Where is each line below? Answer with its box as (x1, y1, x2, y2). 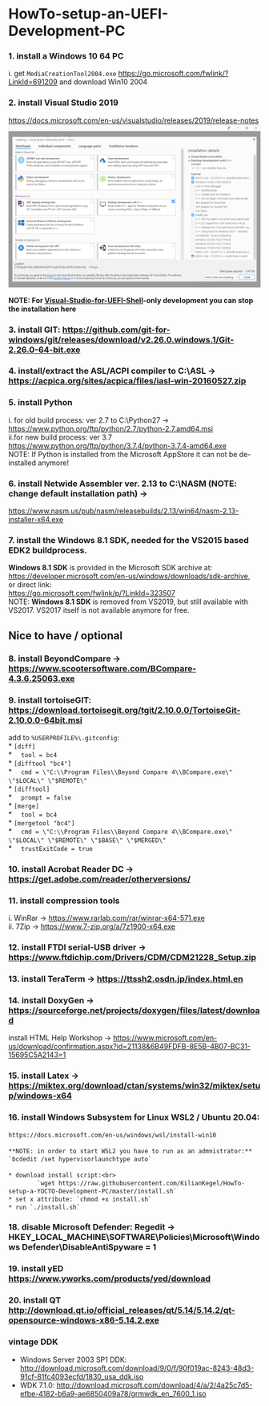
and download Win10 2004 (58, 77, 148, 87)
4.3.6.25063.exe (8, 673, 75, 684)
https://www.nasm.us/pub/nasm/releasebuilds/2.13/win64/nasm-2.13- (8, 506, 239, 516)
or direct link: (8, 580, 52, 590)
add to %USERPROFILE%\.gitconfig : (8, 732, 120, 742)
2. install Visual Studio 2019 (8, 97, 118, 108)
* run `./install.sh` (8, 1203, 81, 1211)
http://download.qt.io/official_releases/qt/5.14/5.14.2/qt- (8, 1305, 236, 1316)
